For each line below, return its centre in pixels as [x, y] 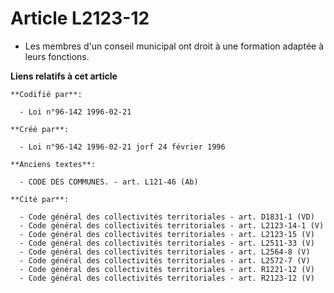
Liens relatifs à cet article [64, 76]
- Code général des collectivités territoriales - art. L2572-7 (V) [165, 260]
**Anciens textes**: [53, 164]
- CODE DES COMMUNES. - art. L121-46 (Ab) [109, 182]
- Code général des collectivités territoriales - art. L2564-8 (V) [165, 252]
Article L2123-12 [80, 18]
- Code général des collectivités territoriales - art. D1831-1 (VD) [167, 217]
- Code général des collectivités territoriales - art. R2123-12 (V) [167, 278]
